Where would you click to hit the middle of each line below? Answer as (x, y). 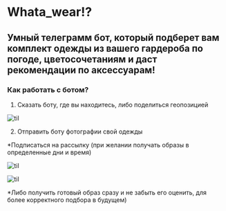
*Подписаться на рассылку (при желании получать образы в (98, 145)
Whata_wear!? (49, 12)
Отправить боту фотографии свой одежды (80, 131)
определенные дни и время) (49, 152)
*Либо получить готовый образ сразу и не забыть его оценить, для (107, 192)
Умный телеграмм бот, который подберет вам (113, 38)
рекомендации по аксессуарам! (81, 70)
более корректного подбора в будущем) (67, 200)
